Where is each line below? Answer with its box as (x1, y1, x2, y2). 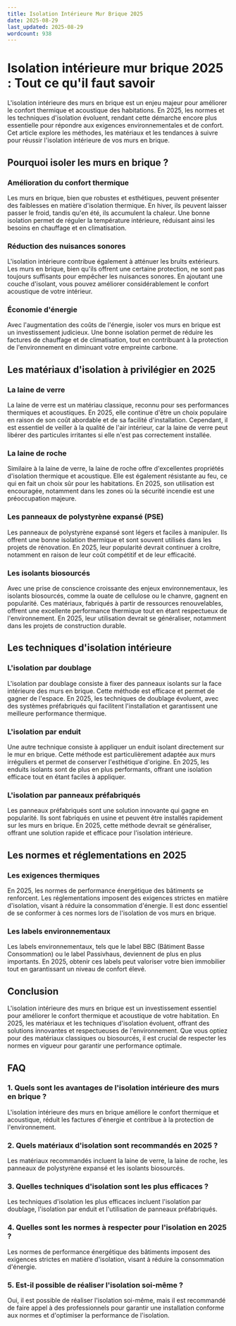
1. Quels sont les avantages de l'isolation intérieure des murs (7, 1083, 220, 1093)
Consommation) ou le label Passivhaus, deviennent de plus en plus (7, 950, 202, 959)
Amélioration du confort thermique (7, 178, 129, 188)
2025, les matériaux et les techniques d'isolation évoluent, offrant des (7, 1019, 210, 1028)
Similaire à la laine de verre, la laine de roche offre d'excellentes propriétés (7, 465, 224, 473)
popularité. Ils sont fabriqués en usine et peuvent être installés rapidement (7, 814, 223, 822)
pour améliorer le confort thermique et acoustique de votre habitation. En (7, 1012, 220, 1020)
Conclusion (7, 985, 59, 997)
